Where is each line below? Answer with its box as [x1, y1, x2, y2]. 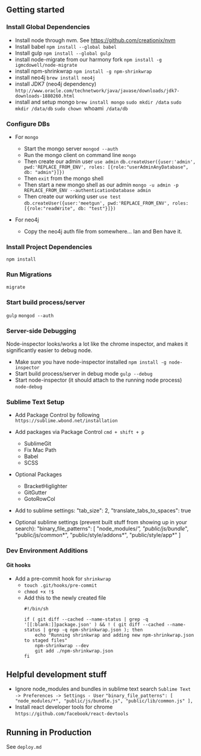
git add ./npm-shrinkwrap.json [35, 648, 113, 654]
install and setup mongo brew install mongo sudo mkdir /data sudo [14, 98, 182, 105]
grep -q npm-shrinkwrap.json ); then [48, 627, 143, 633]
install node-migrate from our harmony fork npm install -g [14, 55, 162, 63]
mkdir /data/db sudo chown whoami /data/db [14, 105, 128, 112]
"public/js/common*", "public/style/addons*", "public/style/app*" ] [14, 531, 181, 539]
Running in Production [6, 727, 92, 737]
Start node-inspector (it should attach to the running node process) [14, 376, 182, 384]
